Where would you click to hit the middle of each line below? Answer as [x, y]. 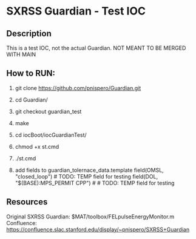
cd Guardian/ [32, 100]
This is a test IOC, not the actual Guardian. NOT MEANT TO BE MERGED [96, 48]
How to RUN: [31, 74]
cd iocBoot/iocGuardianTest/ [51, 135]
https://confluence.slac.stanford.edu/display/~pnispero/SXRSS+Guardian [98, 229]
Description [29, 34]
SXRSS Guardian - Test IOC [76, 11]
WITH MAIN [21, 54]
